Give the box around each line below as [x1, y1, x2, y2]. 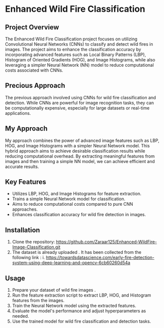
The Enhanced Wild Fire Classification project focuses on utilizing [5, 36, 138, 42]
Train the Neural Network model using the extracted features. [12, 303, 136, 309]
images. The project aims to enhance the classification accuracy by [5, 47, 141, 52]
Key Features [5, 178, 47, 186]
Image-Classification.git [12, 244, 61, 250]
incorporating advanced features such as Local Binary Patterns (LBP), [5, 52, 146, 57]
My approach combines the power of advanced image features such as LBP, [5, 137, 160, 143]
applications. [5, 110, 31, 116]
